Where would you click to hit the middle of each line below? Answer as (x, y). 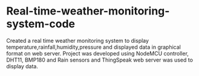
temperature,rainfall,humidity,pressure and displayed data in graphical (94, 47)
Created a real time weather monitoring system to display (78, 40)
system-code (41, 24)
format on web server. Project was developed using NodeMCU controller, (98, 53)
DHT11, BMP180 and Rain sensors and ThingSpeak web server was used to (100, 60)
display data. (22, 66)
